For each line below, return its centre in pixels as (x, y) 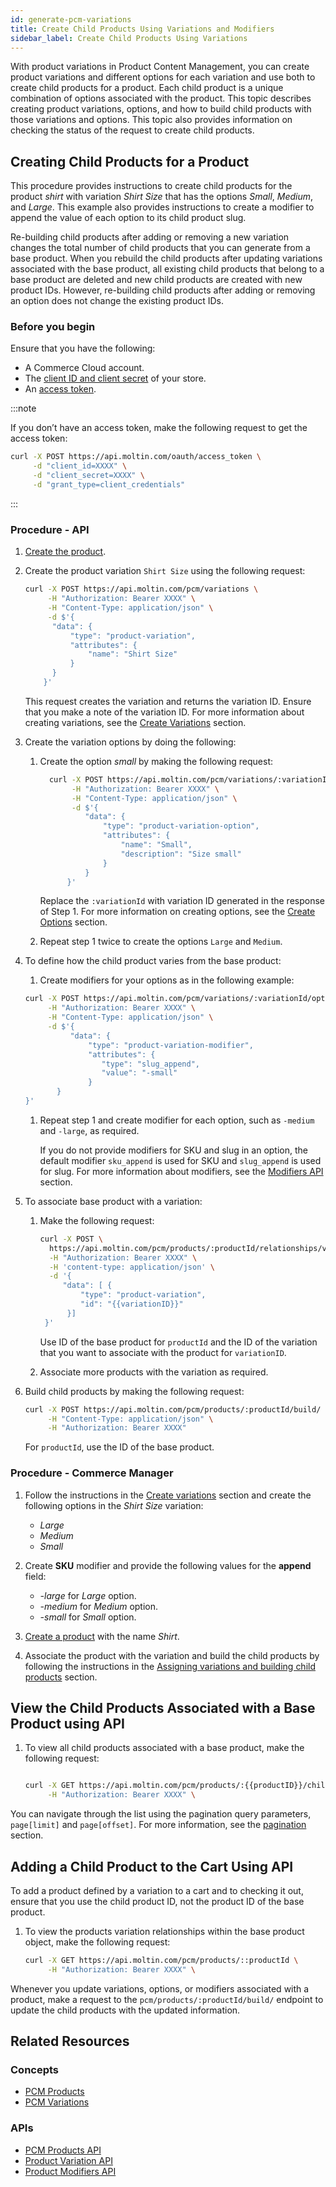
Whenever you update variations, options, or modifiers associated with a (160, 1988)
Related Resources (70, 2041)
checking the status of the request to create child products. (132, 130)
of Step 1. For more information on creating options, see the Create (177, 912)
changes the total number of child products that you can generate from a (160, 248)
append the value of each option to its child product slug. (128, 218)
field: (35, 1576)
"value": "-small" (139, 1073)
